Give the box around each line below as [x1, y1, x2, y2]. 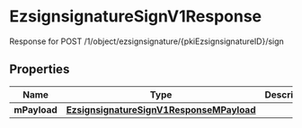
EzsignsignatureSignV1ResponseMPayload [66, 103, 256, 115]
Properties [9, 62, 70, 77]
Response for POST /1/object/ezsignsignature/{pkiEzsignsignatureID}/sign [9, 36, 285, 47]
